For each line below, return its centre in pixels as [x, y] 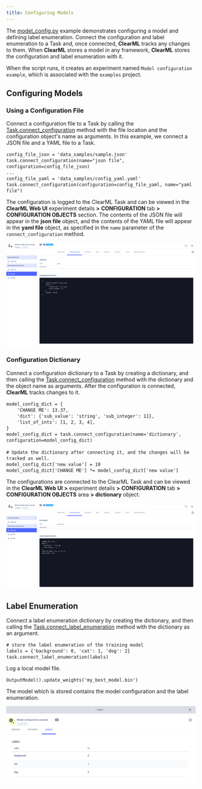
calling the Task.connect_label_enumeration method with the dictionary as [98, 627]
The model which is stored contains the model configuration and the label [97, 691]
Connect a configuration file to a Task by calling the [70, 124]
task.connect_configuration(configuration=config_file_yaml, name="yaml [99, 185]
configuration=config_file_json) [48, 167]
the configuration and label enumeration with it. [65, 56]
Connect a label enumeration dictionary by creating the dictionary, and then [100, 621]
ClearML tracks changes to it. [43, 392]
